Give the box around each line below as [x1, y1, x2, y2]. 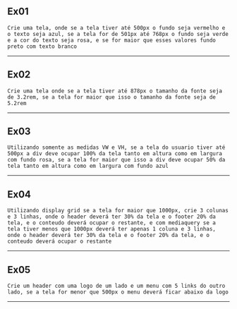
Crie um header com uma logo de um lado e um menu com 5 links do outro [7, 282, 226, 290]
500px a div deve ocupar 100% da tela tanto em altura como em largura [7, 150, 222, 157]
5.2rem [7, 99, 27, 107]
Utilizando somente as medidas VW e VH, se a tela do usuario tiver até [7, 144, 226, 151]
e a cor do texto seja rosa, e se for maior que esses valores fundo [7, 37, 217, 44]
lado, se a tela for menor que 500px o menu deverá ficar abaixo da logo [7, 289, 229, 296]
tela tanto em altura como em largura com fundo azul [7, 162, 169, 170]
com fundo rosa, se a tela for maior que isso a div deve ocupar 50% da [7, 157, 226, 164]
